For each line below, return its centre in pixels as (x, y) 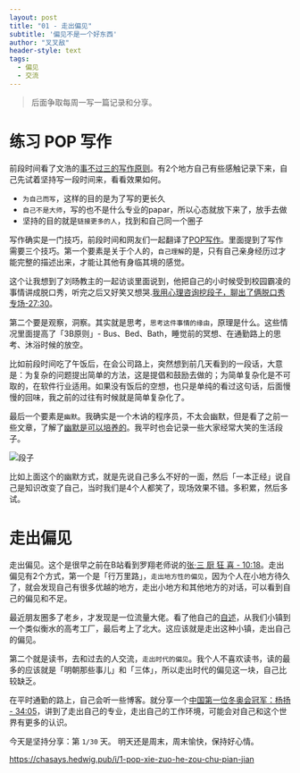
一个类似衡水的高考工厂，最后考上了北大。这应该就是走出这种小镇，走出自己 (150, 628)
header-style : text (46, 51)
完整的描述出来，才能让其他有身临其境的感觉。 (103, 262)
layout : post (33, 17)
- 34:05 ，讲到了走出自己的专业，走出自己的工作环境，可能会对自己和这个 (144, 710)
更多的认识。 (48, 722)
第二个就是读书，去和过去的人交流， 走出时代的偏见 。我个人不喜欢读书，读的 (146, 659)
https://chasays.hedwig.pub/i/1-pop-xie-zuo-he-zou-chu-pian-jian (132, 759)
